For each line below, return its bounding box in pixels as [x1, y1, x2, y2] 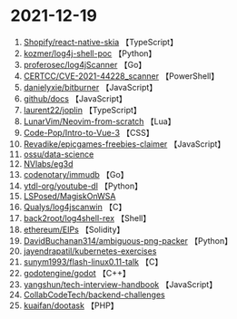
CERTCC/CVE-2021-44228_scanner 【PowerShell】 [23, 70, 220, 82]
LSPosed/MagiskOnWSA [23, 190, 116, 201]
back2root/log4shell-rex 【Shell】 [23, 212, 152, 223]
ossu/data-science [23, 149, 94, 159]
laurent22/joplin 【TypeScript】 [23, 104, 142, 115]
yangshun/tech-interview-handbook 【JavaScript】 [23, 278, 217, 290]
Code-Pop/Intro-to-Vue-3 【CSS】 [23, 127, 154, 138]
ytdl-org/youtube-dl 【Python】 [23, 180, 143, 191]
